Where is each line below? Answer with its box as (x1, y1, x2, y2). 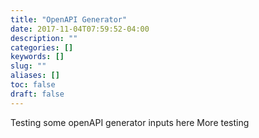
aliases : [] (10, 71, 60, 81)
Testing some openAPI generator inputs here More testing (10, 116, 250, 128)
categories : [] (10, 42, 74, 53)
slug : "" (10, 61, 47, 71)
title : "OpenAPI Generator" (10, 14, 128, 25)
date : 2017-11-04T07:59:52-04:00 (10, 24, 150, 34)
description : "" (10, 33, 78, 43)
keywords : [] (10, 52, 65, 62)
